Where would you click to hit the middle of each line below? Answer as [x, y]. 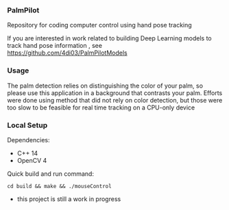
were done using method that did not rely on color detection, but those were [115, 100]
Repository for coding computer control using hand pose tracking [99, 25]
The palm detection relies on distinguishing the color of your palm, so [105, 86]
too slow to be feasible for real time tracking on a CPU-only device [101, 107]
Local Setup [27, 125]
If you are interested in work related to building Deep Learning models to [110, 38]
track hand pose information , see [55, 46]
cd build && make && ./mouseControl [59, 186]
